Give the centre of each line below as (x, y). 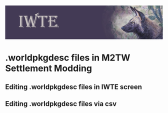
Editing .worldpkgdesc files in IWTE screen (74, 87)
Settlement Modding (49, 68)
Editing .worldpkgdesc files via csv (61, 104)
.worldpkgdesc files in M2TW (68, 58)
